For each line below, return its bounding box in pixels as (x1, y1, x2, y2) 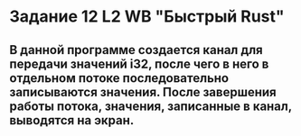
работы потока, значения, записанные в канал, (9, 98, 292, 113)
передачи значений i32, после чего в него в (9, 56, 269, 71)
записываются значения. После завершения (9, 84, 277, 100)
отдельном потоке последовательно (9, 70, 229, 86)
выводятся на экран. (9, 113, 135, 128)
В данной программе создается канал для (9, 42, 264, 58)
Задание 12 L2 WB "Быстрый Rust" (9, 6, 285, 27)
